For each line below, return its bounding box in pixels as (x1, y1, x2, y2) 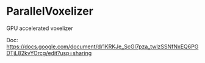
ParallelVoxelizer (6, 4, 93, 18)
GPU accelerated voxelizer (6, 24, 73, 32)
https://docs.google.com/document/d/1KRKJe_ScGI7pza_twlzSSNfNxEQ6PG (6, 43, 199, 50)
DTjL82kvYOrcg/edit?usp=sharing (6, 49, 92, 56)
